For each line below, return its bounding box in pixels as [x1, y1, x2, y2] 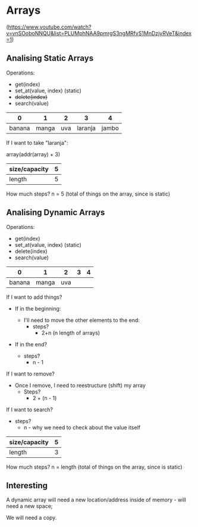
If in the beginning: [14, 305, 61, 312]
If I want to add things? [6, 293, 62, 300]
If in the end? [14, 340, 48, 348]
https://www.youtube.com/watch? [8, 23, 92, 30]
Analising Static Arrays [6, 53, 94, 63]
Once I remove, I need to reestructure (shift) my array [14, 382, 146, 389]
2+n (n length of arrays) [41, 329, 100, 336]
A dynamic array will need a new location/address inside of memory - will [6, 496, 186, 504]
